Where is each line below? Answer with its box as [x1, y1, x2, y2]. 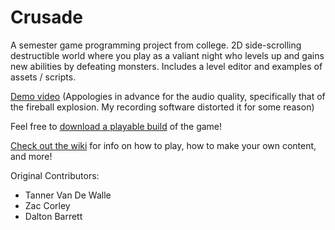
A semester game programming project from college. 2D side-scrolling [10, 39, 302, 51]
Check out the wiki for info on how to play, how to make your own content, [10, 139, 317, 151]
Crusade [10, 6, 83, 29]
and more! [10, 150, 53, 162]
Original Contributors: [10, 169, 100, 181]
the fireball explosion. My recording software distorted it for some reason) [10, 101, 315, 113]
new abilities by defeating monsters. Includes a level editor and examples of [10, 60, 323, 72]
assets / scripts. [10, 71, 77, 83]
